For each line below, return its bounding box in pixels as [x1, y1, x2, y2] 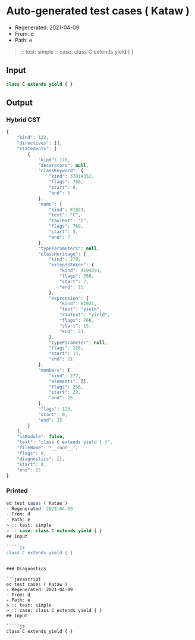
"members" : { [37, 367, 70, 373]
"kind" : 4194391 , [59, 268, 102, 274]
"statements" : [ [17, 145, 58, 151]
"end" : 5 [48, 189, 70, 196]
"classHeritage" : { [37, 251, 86, 257]
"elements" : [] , [48, 378, 89, 384]
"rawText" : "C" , [48, 218, 89, 224]
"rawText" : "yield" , [59, 312, 111, 318]
